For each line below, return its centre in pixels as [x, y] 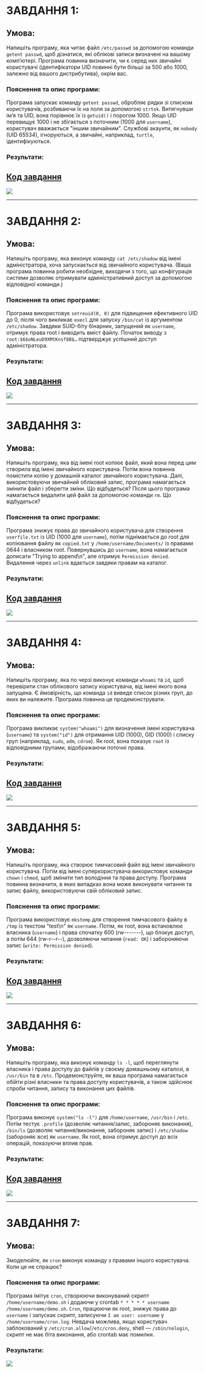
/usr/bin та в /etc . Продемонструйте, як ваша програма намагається [97, 1075]
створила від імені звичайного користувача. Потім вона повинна [90, 469]
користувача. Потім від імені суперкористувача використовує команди [99, 872]
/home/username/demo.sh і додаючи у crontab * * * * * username [88, 1302]
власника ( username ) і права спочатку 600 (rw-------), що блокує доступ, [100, 932]
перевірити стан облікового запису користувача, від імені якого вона [97, 686]
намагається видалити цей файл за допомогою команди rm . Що [89, 495]
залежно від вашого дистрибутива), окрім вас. [67, 73]
